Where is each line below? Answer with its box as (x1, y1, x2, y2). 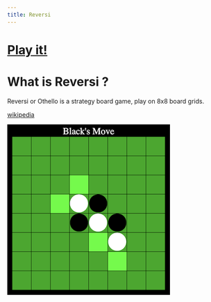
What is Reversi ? (7, 74, 109, 90)
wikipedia (7, 110, 35, 118)
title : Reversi (7, 11, 51, 18)
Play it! (7, 42, 48, 58)
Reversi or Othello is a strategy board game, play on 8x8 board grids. (7, 97, 205, 105)
